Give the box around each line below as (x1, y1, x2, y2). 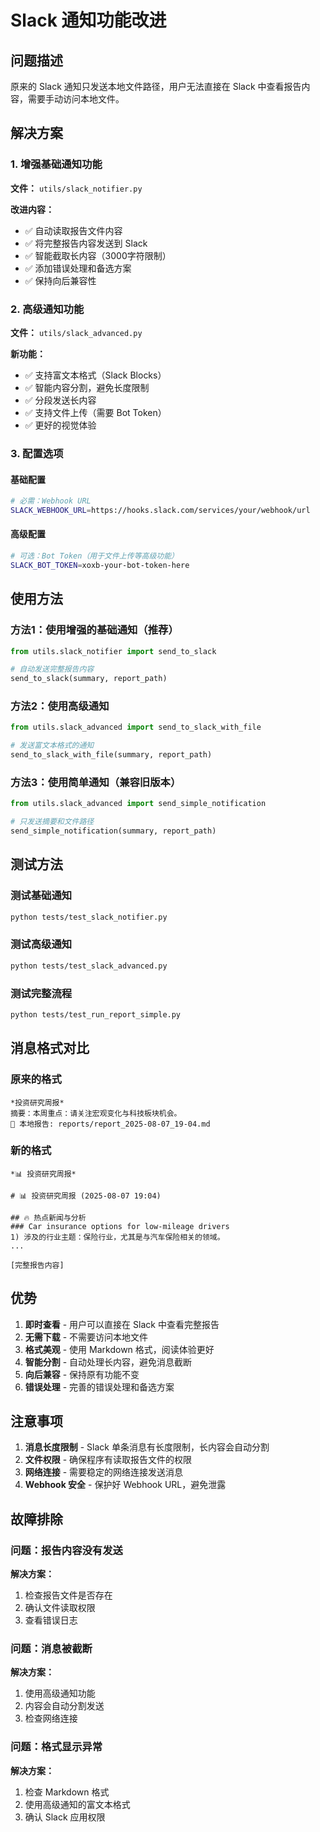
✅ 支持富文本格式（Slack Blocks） (24, 369, 167, 381)
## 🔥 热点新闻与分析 (10, 1212, 87, 1223)
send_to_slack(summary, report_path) (10, 674, 168, 684)
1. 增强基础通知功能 (10, 157, 103, 171)
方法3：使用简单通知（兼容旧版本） (10, 775, 182, 789)
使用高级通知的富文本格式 (24, 1798, 131, 1810)
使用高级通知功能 (24, 1687, 96, 1700)
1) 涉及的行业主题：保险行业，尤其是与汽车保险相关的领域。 (10, 1232, 225, 1242)
